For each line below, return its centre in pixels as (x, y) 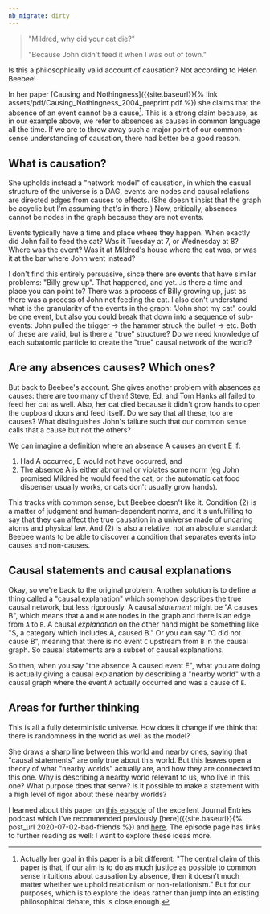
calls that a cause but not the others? (70, 430)
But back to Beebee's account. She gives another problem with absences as (135, 387)
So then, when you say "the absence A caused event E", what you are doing (134, 665)
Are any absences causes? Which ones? (112, 368)
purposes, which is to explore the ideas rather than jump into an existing (139, 893)
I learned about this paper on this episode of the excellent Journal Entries (130, 809)
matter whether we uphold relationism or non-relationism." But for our (135, 884)
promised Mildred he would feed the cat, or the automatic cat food (130, 478)
